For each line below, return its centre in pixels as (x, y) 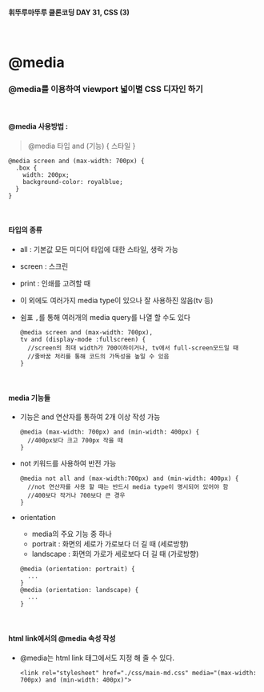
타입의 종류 (25, 230)
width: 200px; (46, 175)
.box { (26, 168)
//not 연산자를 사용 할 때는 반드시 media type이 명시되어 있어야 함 (128, 487)
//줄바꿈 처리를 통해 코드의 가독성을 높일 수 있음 (98, 357)
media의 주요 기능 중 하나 (72, 534)
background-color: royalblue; (73, 182)
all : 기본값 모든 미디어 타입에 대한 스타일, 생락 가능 (99, 250)
